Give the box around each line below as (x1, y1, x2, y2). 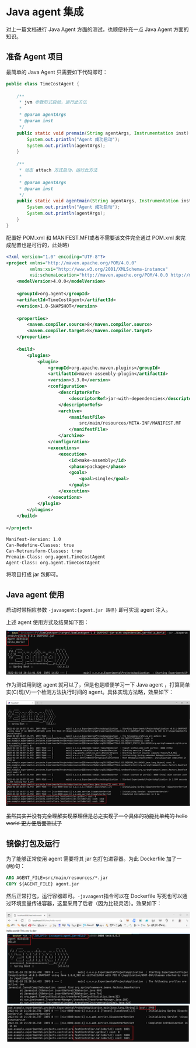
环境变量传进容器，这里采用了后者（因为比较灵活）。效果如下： (10, 900, 162, 906)
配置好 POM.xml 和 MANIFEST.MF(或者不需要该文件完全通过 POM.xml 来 (6, 234, 181, 241)
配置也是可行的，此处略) (10, 241, 70, 249)
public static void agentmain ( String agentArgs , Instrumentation (16, 198, 179, 204)
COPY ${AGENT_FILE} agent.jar (6, 881, 80, 887)
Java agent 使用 (6, 589, 65, 599)
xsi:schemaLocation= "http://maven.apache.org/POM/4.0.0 (29, 273, 168, 278)
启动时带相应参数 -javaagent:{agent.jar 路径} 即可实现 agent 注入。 (6, 606, 171, 613)
